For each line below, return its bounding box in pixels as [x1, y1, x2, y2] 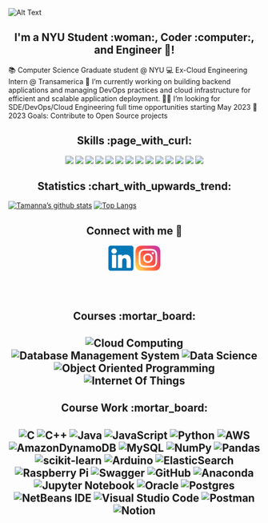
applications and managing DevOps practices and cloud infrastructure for [8, 85, 251, 95]
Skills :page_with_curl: [77, 134, 192, 148]
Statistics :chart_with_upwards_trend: [37, 180, 232, 193]
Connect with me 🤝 [86, 224, 182, 237]
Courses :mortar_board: [73, 309, 196, 322]
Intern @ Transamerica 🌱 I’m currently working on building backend [8, 76, 231, 86]
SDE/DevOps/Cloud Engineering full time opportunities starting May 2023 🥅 [8, 102, 258, 111]
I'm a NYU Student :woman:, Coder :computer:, [14, 30, 255, 44]
